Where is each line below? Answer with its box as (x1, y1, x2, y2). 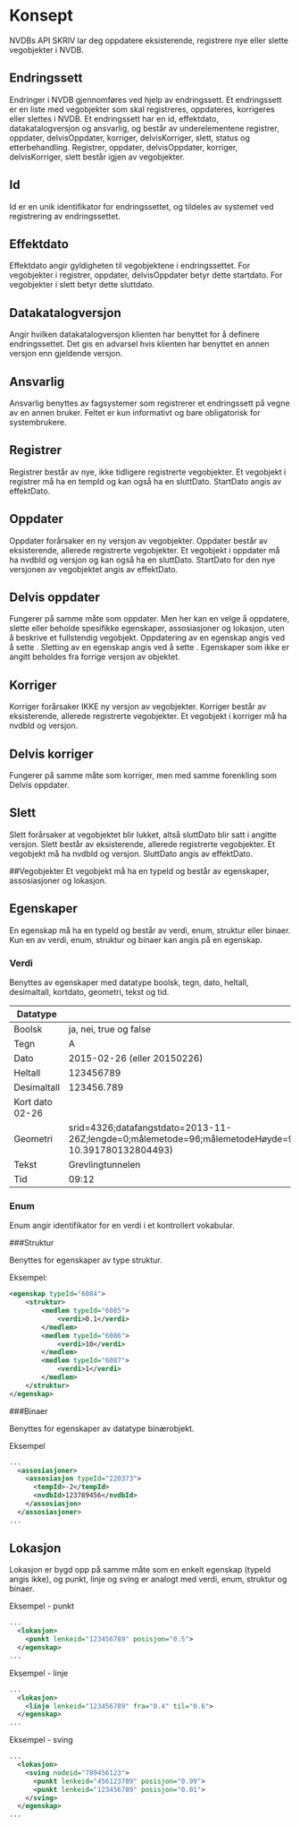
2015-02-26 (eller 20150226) (68, 1051, 204, 1064)
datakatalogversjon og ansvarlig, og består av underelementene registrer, (9, 123, 279, 133)
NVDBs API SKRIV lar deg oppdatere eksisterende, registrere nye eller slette (9, 35, 288, 46)
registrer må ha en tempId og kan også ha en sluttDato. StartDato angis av (9, 476, 282, 486)
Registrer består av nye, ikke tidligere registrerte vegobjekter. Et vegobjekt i (9, 467, 287, 477)
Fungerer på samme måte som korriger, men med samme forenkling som (9, 770, 278, 781)
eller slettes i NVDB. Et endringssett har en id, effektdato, (9, 113, 219, 124)
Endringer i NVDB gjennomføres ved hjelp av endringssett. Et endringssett (9, 94, 282, 105)
